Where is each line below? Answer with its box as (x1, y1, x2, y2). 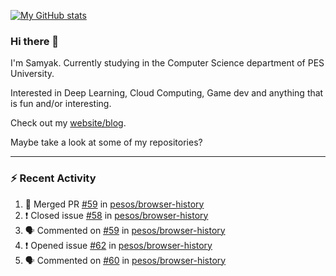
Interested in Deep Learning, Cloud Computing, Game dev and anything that (10, 87, 324, 99)
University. (10, 68, 55, 80)
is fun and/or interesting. (10, 98, 112, 110)
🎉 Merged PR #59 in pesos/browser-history (24, 198, 205, 210)
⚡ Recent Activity (10, 171, 97, 185)
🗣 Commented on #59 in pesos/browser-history (24, 224, 226, 236)
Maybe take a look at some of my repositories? (10, 136, 203, 149)
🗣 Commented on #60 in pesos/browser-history (24, 254, 227, 266)
